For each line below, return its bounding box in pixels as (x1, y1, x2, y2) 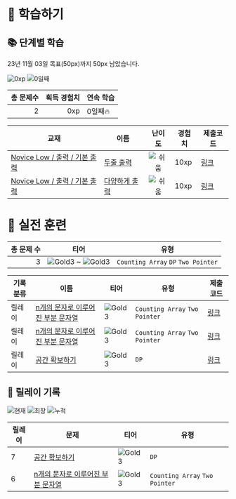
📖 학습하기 (7, 6, 65, 22)
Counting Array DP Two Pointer (117, 258, 218, 266)
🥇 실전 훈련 (7, 218, 67, 234)
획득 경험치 (45, 93, 81, 102)
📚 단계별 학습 (7, 36, 65, 48)
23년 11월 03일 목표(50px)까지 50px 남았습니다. (7, 60, 140, 67)
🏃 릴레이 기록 (7, 387, 61, 399)
